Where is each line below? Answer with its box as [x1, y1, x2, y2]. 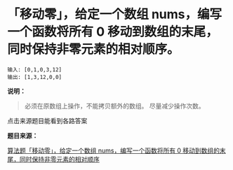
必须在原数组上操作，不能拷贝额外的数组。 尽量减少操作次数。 [24, 101, 205, 110]
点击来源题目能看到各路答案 [7, 116, 88, 125]
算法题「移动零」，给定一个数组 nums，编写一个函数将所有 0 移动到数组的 [7, 146, 220, 155]
